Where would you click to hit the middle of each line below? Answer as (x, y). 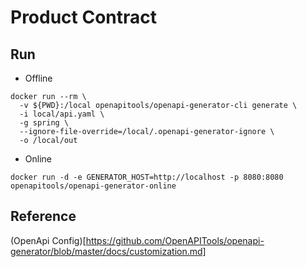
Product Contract (84, 17)
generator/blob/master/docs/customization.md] (108, 251)
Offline (38, 78)
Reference (43, 216)
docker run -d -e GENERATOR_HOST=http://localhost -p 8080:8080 (147, 177)
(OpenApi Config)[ (48, 240)
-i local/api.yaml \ (62, 114)
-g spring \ (44, 123)
